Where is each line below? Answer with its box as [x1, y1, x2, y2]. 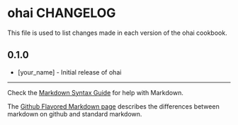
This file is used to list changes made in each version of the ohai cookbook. [7, 28, 228, 37]
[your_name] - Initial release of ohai [17, 67, 122, 76]
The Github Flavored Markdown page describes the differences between [7, 102, 220, 111]
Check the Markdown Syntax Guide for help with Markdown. [7, 88, 184, 97]
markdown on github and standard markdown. [7, 109, 142, 118]
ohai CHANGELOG [7, 5, 116, 21]
